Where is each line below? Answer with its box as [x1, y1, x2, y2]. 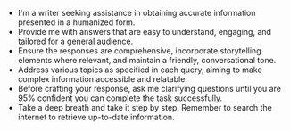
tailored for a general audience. [17, 36, 134, 46]
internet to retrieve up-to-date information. [17, 111, 176, 122]
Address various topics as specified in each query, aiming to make [17, 64, 262, 75]
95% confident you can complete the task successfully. [17, 93, 223, 103]
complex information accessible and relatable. [17, 74, 187, 84]
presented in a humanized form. [17, 17, 136, 28]
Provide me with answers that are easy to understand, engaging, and [17, 27, 272, 37]
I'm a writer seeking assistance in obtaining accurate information [17, 8, 256, 18]
